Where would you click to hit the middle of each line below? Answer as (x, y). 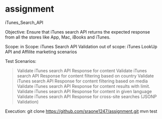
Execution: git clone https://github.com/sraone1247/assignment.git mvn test (81, 111)
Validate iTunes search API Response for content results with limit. (83, 86)
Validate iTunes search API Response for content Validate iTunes (82, 70)
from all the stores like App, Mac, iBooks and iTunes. (58, 37)
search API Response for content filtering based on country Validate (85, 76)
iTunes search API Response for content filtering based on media (82, 81)
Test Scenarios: (21, 61)
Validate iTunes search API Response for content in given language (84, 91)
